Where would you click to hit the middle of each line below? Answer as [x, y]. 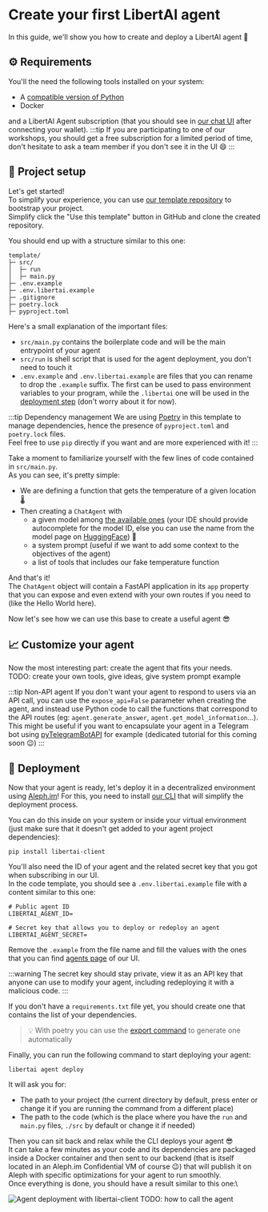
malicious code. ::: [38, 991]
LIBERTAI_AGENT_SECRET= [48, 935]
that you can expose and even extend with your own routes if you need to [130, 594]
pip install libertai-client [57, 852]
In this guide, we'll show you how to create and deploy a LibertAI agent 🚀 [128, 37]
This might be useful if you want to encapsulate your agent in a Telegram [129, 726]
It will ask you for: [37, 1085]
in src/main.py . [33, 466]
